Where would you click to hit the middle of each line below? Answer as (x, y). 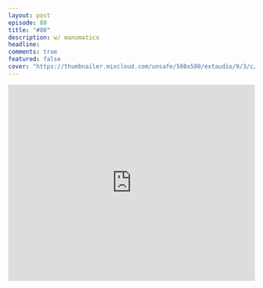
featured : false (34, 60)
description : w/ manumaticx (54, 37)
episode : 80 (27, 23)
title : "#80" (29, 30)
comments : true (33, 52)
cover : (19, 67)
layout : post (29, 15)
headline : (24, 45)
